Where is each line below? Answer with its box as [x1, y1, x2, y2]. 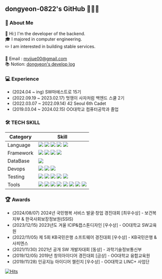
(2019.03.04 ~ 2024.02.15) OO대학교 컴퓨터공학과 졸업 [12, 106, 119, 112]
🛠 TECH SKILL [5, 119, 40, 126]
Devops [7, 165, 25, 172]
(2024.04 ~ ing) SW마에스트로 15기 [12, 89, 81, 95]
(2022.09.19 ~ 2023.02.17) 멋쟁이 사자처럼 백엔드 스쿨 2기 [12, 95, 125, 100]
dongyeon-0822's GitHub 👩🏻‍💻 [5, 5, 100, 13]
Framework [7, 150, 34, 157]
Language [7, 142, 31, 149]
